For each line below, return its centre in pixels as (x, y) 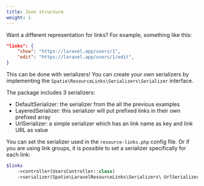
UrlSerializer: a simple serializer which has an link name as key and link (104, 124)
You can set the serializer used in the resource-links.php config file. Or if (98, 142)
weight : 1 (19, 18)
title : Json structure (35, 12)
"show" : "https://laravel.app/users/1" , (69, 51)
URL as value (32, 130)
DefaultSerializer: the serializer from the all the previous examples (97, 104)
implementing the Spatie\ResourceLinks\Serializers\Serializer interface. (100, 81)
